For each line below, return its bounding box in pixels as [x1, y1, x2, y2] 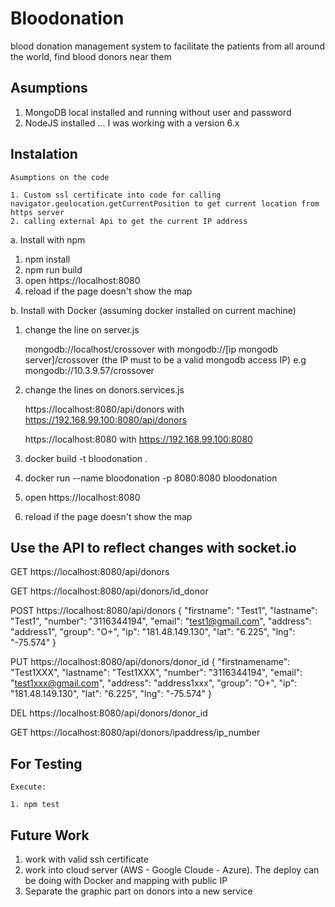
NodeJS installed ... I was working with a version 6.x [24, 117, 240, 129]
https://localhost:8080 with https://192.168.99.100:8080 [24, 433, 253, 445]
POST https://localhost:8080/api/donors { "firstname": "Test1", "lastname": [10, 605, 318, 617]
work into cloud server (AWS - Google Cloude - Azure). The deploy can [24, 864, 320, 876]
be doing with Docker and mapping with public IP [24, 875, 228, 886]
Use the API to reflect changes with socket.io [10, 539, 297, 556]
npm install [24, 253, 71, 265]
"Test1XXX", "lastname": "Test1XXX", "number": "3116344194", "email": [10, 667, 303, 679]
